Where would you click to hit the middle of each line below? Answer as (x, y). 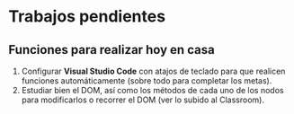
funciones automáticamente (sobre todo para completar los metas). (147, 81)
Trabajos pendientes (87, 17)
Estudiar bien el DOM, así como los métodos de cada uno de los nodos (152, 90)
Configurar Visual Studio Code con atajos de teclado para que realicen (153, 71)
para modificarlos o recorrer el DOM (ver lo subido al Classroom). (143, 100)
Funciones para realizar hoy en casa (111, 50)
